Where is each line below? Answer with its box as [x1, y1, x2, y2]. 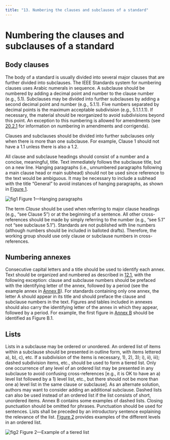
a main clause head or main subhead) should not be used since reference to [5, 169, 165, 176]
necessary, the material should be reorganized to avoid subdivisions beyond [5, 112, 165, 118]
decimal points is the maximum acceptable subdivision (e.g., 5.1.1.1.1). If [5, 107, 153, 113]
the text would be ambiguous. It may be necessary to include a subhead [5, 175, 156, 181]
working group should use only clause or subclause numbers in [5, 232, 138, 239]
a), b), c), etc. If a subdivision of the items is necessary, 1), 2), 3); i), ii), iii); [5, 354, 160, 360]
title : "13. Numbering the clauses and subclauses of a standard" [5, 7, 149, 13]
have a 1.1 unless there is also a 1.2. [5, 143, 79, 149]
